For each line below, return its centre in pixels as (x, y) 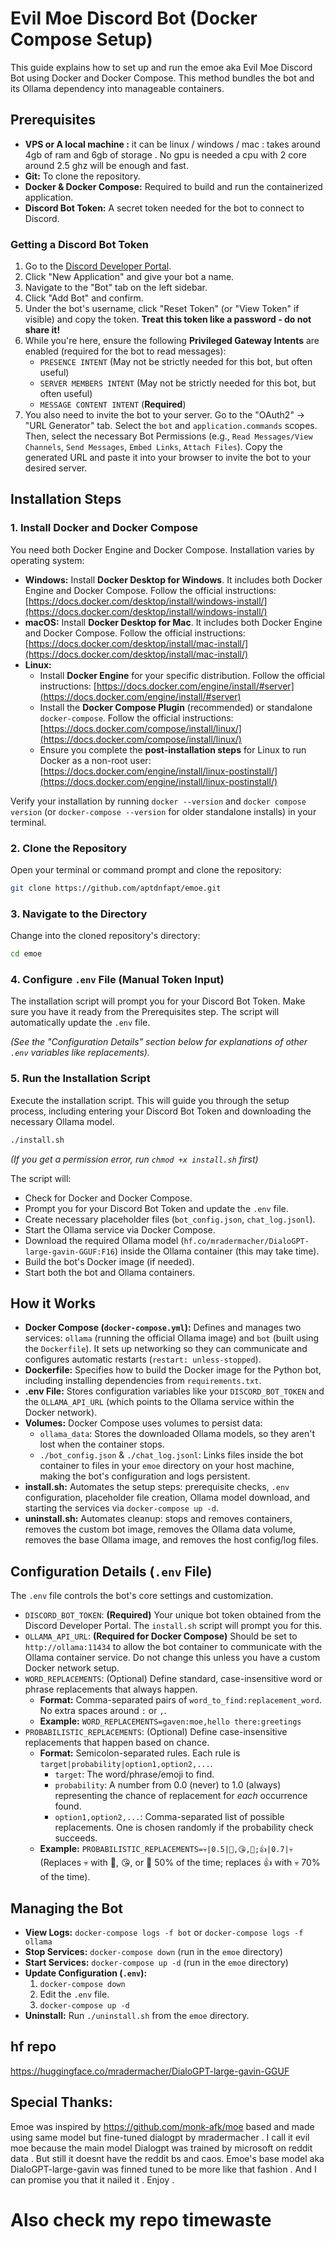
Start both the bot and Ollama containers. (110, 1272)
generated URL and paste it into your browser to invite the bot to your (168, 458)
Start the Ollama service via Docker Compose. (120, 1229)
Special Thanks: (61, 2102)
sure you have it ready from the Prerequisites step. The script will (145, 1012)
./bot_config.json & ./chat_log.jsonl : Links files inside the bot (171, 1455)
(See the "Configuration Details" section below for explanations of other (159, 1042)
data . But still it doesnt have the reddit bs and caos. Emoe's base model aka (167, 2158)
